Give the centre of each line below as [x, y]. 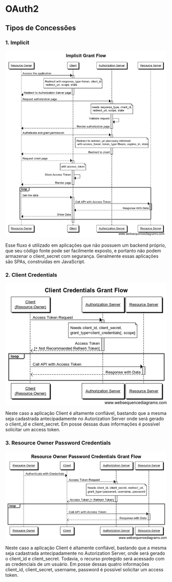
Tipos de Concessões [41, 28]
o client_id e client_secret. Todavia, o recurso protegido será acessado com [85, 559]
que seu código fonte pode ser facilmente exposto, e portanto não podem [83, 250]
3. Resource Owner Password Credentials [58, 443]
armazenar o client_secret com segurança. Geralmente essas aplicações [82, 256]
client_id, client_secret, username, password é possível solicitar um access [84, 570]
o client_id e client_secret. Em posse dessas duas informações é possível [83, 424]
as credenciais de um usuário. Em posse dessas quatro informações [77, 564]
